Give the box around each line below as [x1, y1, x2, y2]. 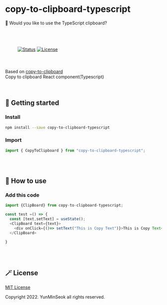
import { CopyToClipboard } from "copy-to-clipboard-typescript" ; [5, 148, 146, 153]
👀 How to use [5, 177, 47, 185]
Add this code [5, 192, 40, 199]
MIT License [5, 285, 31, 291]
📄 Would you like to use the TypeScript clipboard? [5, 20, 107, 26]
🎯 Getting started [5, 99, 60, 107]
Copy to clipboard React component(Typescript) [5, 74, 104, 80]
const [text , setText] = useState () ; [9, 216, 85, 222]
